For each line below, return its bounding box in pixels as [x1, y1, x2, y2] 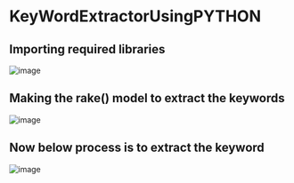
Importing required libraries [9, 42, 166, 57]
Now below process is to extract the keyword [9, 140, 265, 155]
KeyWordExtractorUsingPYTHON [9, 6, 261, 27]
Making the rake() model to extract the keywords [9, 91, 285, 106]
